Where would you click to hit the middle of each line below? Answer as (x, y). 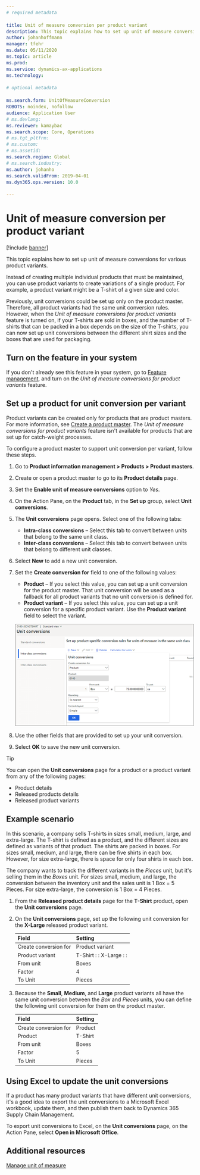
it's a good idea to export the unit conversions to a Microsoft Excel (87, 1102)
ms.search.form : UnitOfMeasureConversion (58, 101)
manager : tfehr (25, 44)
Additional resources (46, 1151)
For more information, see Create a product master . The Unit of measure (95, 424)
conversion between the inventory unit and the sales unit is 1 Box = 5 (90, 883)
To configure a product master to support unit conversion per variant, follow (99, 448)
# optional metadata (32, 88)
